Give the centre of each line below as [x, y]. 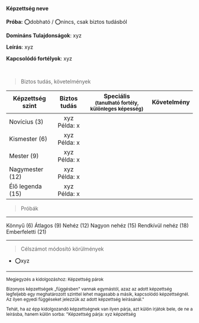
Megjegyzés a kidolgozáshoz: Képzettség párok [55, 280]
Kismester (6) [28, 139]
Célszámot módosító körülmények [62, 249]
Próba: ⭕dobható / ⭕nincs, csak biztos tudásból [67, 22]
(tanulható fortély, [117, 103]
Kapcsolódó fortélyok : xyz [39, 59]
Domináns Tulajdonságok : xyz [44, 36]
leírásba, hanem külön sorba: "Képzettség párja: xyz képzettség [71, 314]
